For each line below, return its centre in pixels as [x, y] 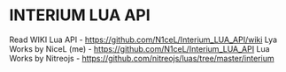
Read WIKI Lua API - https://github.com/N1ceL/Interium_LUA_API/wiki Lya [143, 40]
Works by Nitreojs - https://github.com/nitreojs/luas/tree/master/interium [142, 58]
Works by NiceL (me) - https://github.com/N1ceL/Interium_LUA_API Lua [139, 48]
